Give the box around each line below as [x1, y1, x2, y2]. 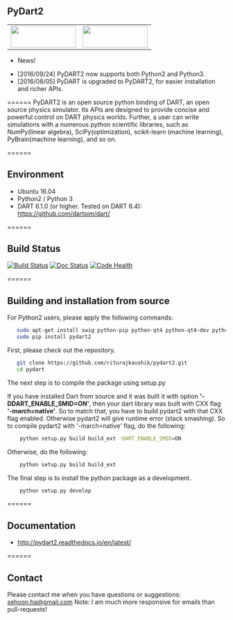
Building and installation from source [7, 295, 170, 307]
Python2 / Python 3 [17, 194, 73, 202]
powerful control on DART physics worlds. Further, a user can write [7, 113, 200, 121]
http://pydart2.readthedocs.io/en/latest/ [17, 539, 132, 547]
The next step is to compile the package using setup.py [7, 379, 166, 387]
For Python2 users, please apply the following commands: [7, 313, 173, 322]
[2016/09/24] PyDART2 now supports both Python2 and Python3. [17, 70, 205, 78]
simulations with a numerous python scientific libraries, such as [7, 120, 189, 128]
